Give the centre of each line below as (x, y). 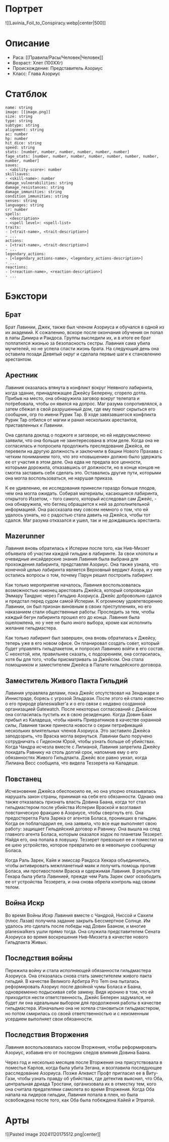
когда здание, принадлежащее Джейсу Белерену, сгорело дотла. (76, 393)
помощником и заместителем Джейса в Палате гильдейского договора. (84, 665)
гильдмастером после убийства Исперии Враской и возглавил (73, 807)
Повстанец (23, 779)
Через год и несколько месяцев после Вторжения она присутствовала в (84, 1062)
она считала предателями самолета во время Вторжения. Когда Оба (80, 1089)
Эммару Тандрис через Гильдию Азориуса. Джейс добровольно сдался (84, 596)
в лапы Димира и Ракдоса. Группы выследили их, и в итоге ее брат (78, 338)
